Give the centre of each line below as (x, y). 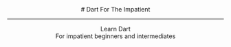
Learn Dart (115, 29)
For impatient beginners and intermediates (115, 36)
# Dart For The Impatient (115, 9)
